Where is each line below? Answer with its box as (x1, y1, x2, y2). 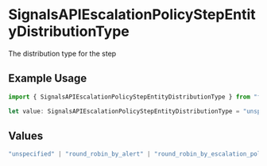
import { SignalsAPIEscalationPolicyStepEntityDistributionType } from (8, 93, 250, 101)
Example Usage (8, 71, 87, 85)
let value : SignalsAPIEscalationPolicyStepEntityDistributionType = (8, 107, 240, 115)
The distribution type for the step (8, 48, 117, 58)
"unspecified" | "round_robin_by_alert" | (8, 150, 151, 158)
